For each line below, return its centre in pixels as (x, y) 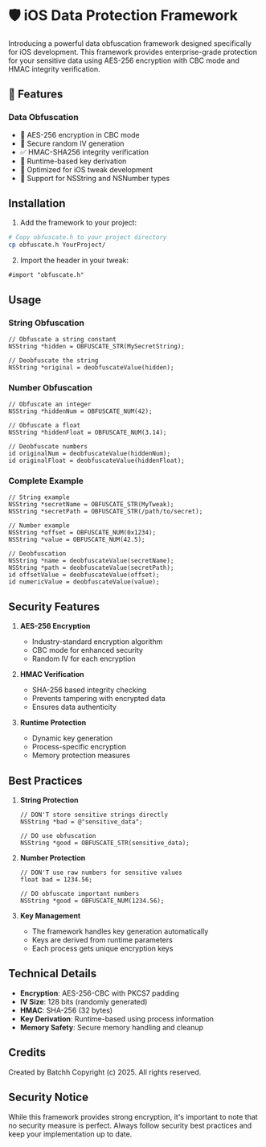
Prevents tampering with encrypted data (99, 699)
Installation (37, 203)
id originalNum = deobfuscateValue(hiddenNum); (90, 454)
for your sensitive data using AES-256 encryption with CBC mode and (124, 60)
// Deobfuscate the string (53, 360)
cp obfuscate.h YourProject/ (57, 245)
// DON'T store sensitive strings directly (94, 815)
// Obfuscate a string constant (62, 339)
